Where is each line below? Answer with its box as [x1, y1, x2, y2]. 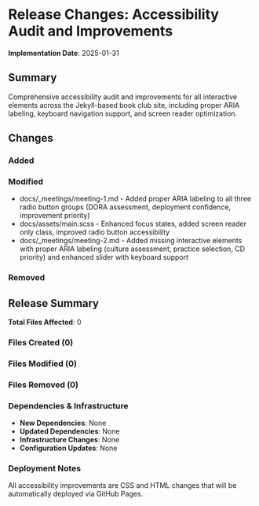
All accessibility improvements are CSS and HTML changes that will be [8, 481, 237, 490]
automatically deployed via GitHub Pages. [8, 489, 144, 499]
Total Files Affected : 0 [8, 317, 82, 327]
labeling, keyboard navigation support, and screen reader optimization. [8, 109, 238, 118]
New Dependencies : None [19, 419, 107, 428]
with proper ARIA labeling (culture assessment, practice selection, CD [19, 244, 246, 253]
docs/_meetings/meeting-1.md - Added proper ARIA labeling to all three [19, 194, 252, 204]
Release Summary [8, 297, 100, 310]
